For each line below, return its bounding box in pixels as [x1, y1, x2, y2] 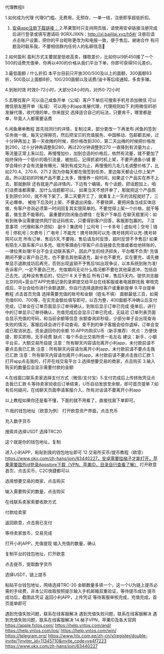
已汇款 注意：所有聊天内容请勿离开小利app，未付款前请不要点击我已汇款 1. [5, 352, 155, 358]
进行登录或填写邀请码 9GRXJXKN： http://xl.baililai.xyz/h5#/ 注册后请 [16, 31, 155, 37]
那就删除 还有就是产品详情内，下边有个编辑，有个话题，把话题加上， [13, 181, 152, 187]
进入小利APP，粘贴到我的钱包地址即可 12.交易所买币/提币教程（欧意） [5, 450, 146, 455]
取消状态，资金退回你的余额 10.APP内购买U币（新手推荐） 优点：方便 [13, 328, 153, 334]
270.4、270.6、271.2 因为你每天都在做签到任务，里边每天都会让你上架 [9, 169, 151, 175]
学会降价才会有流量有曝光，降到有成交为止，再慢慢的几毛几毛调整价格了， [5, 163, 155, 168]
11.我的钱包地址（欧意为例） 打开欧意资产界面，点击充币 [5, 408, 118, 413]
